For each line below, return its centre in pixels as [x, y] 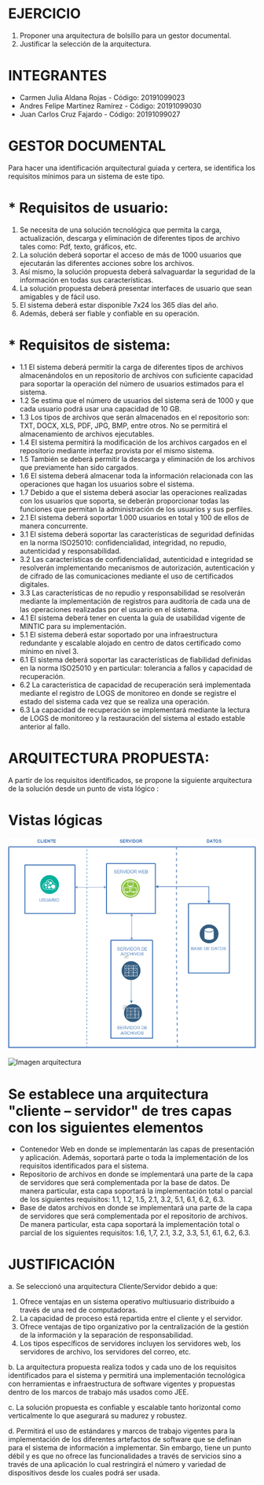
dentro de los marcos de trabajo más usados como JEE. [99, 1392]
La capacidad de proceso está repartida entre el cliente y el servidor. [131, 1318]
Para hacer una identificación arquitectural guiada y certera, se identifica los [132, 168]
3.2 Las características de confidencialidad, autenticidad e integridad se [136, 559]
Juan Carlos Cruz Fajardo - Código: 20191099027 [100, 114]
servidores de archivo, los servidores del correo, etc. [105, 1352]
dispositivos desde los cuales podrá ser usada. [84, 1473]
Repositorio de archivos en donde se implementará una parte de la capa [136, 1174]
